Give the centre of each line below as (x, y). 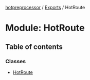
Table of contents (34, 47)
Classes (16, 61)
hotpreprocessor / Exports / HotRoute (45, 7)
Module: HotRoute (45, 28)
